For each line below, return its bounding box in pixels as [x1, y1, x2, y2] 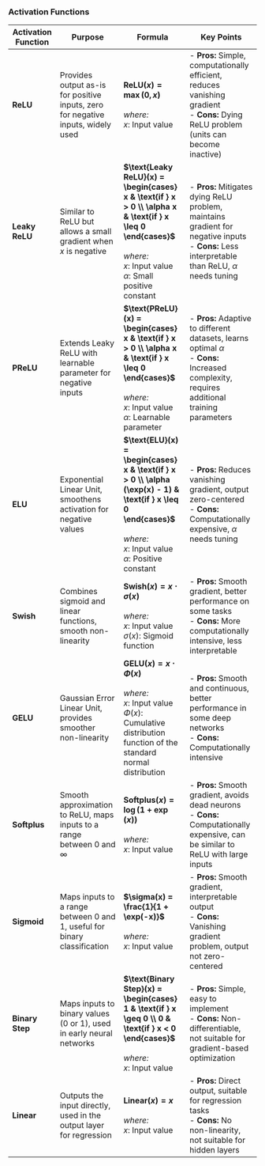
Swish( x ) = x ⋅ [123, 581, 177, 592]
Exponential [59, 474, 104, 485]
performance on [188, 596, 250, 607]
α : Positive [123, 553, 163, 564]
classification [59, 941, 109, 952]
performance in [188, 702, 247, 714]
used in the [59, 1110, 101, 1121]
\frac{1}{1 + [123, 901, 170, 912]
